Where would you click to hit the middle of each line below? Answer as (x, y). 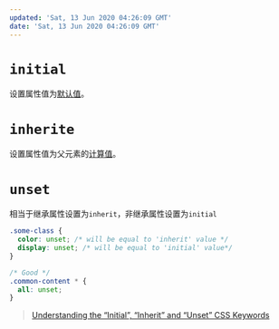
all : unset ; (40, 290)
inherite (42, 129)
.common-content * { (48, 281)
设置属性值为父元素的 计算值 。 (65, 154)
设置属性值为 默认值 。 (49, 94)
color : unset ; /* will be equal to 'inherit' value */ (123, 240)
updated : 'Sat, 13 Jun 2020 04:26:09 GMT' (91, 18)
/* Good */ (30, 273)
